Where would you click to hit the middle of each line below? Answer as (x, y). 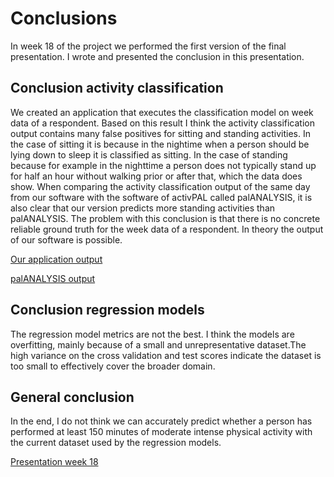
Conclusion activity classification (117, 88)
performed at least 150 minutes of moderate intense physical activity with (161, 432)
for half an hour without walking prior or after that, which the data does (156, 176)
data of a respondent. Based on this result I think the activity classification (162, 123)
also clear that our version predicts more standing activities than (143, 208)
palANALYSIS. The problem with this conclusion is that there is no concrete (165, 218)
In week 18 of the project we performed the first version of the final (148, 46)
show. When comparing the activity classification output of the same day (160, 186)
